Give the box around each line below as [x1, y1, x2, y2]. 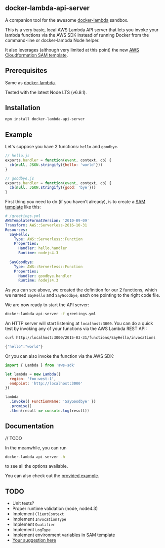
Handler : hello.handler [18, 246, 68, 251]
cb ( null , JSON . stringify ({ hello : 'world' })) [9, 162, 103, 167]
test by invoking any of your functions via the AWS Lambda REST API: [5, 326, 147, 331]
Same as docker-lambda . [5, 79, 56, 86]
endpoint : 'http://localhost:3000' [9, 381, 83, 386]
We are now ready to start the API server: [5, 302, 89, 308]
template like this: [5, 204, 41, 210]
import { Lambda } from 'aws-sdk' [5, 363, 77, 368]
